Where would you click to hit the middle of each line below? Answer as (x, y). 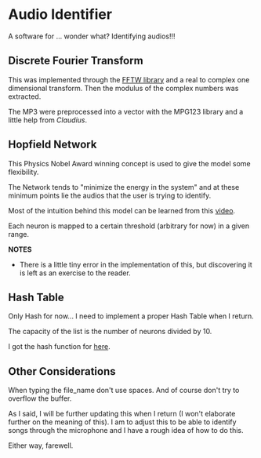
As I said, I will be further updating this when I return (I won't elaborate (122, 414)
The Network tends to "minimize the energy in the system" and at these (124, 187)
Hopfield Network (53, 145)
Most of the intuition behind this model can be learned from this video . (122, 210)
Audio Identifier (60, 15)
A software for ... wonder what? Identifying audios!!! (92, 36)
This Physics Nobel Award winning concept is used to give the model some (129, 163)
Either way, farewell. (41, 445)
